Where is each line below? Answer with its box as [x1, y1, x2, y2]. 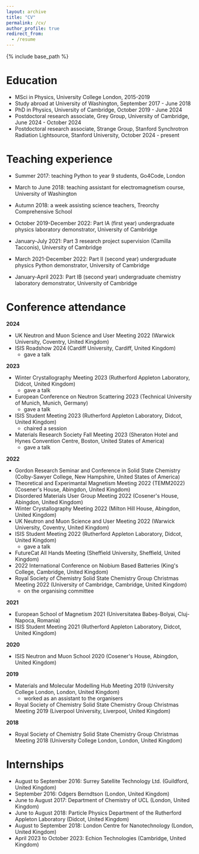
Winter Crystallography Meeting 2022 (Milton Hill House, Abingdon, [14, 505, 181, 512]
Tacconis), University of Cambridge [14, 243, 102, 251]
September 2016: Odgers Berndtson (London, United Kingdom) [14, 790, 170, 797]
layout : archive [6, 8, 46, 15]
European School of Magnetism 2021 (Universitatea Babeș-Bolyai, [14, 610, 177, 618]
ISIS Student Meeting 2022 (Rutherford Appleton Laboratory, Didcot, [14, 530, 183, 537]
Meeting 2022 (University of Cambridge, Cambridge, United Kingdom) [14, 581, 187, 588]
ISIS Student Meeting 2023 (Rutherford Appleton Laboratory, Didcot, [14, 412, 183, 419]
